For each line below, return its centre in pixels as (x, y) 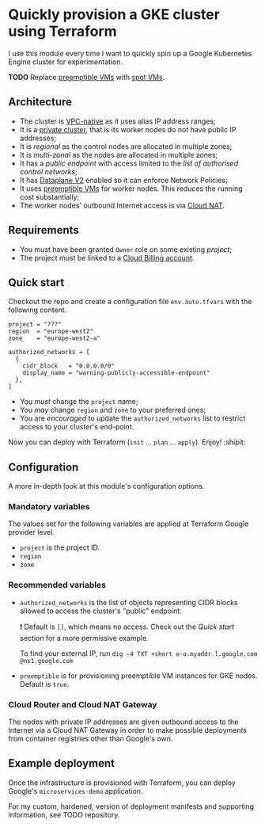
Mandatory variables (49, 507)
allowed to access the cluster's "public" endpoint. (100, 611)
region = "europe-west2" (51, 332)
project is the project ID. (60, 547)
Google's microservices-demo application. (76, 791)
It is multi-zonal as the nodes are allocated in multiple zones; (119, 154)
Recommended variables (57, 585)
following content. (38, 310)
